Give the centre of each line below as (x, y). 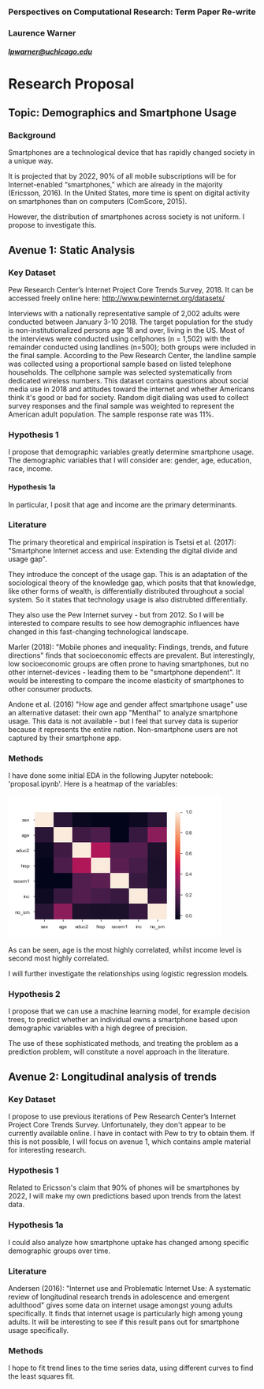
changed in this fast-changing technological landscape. (99, 632)
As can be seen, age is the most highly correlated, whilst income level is (125, 950)
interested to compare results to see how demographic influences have (124, 623)
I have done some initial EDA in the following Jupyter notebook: (111, 776)
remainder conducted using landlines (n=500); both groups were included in (132, 347)
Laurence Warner (42, 32)
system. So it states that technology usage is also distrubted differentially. (128, 599)
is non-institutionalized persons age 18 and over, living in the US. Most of (126, 330)
